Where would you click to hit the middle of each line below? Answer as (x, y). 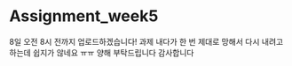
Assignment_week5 (84, 16)
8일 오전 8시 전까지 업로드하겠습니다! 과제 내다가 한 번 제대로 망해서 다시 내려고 (146, 41)
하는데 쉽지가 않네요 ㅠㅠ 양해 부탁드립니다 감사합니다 (102, 52)
